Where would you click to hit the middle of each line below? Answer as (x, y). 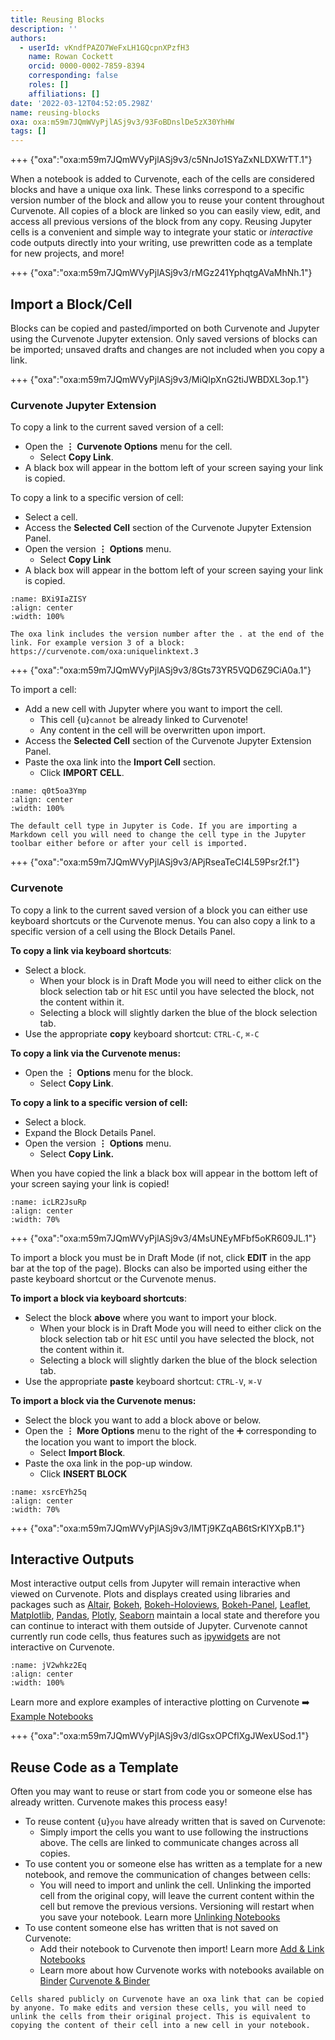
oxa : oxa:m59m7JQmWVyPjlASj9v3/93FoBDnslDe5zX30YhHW (122, 122)
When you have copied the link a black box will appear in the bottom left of (164, 1173)
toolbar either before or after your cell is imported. (129, 844)
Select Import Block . (82, 1452)
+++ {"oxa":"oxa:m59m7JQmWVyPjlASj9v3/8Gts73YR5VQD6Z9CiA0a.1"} (161, 670)
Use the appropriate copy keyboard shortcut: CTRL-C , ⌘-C (142, 1033)
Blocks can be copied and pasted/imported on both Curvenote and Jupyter (165, 328)
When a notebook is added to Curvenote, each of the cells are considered (162, 179)
